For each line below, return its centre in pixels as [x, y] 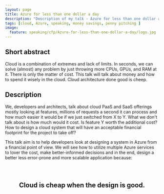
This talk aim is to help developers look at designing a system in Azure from [81, 142]
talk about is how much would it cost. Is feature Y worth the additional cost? [81, 122]
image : [12, 28]
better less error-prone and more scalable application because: [69, 157]
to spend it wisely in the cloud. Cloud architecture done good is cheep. [76, 79]
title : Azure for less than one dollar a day [52, 14]
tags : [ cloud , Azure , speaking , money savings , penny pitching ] [73, 23]
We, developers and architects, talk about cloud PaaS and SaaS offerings [79, 107]
